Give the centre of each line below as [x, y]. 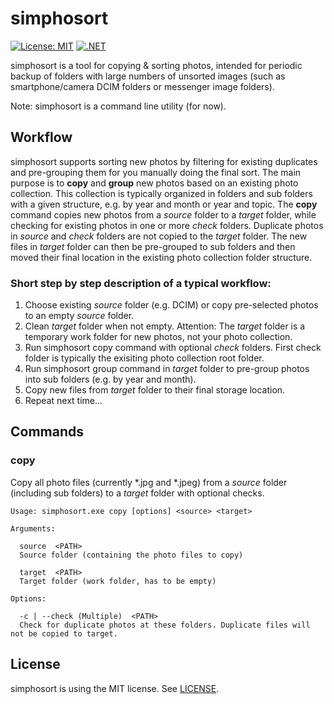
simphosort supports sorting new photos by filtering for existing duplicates [164, 161]
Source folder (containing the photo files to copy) [131, 555]
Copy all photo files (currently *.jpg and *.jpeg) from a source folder [149, 482]
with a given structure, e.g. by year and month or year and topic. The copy [164, 204]
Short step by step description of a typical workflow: [141, 283]
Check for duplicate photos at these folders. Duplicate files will [165, 625]
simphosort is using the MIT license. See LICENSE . [115, 688]
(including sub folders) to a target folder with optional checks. [137, 493]
